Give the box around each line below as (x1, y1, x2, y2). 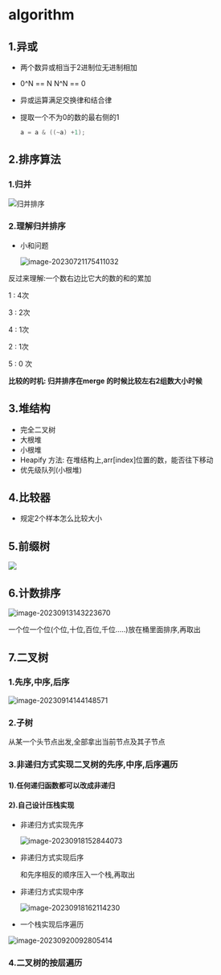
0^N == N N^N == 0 (19, 79, 86, 88)
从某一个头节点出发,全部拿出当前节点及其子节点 (8, 737, 166, 746)
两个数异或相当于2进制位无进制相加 (19, 63, 138, 72)
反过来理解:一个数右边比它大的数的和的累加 (8, 273, 152, 283)
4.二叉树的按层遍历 (8, 956, 83, 968)
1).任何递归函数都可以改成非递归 (8, 780, 115, 790)
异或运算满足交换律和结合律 (19, 95, 113, 105)
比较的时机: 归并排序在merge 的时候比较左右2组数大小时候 (8, 376, 203, 386)
